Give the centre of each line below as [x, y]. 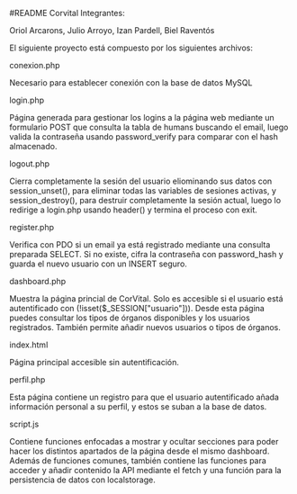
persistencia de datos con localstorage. [82, 480]
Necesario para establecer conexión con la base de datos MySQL [131, 83]
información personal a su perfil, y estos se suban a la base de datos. [138, 407]
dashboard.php [38, 281]
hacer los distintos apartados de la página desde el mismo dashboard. [139, 451]
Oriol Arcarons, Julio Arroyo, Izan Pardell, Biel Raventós [112, 30]
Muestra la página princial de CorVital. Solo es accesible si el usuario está [146, 299]
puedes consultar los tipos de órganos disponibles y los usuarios [130, 318]
